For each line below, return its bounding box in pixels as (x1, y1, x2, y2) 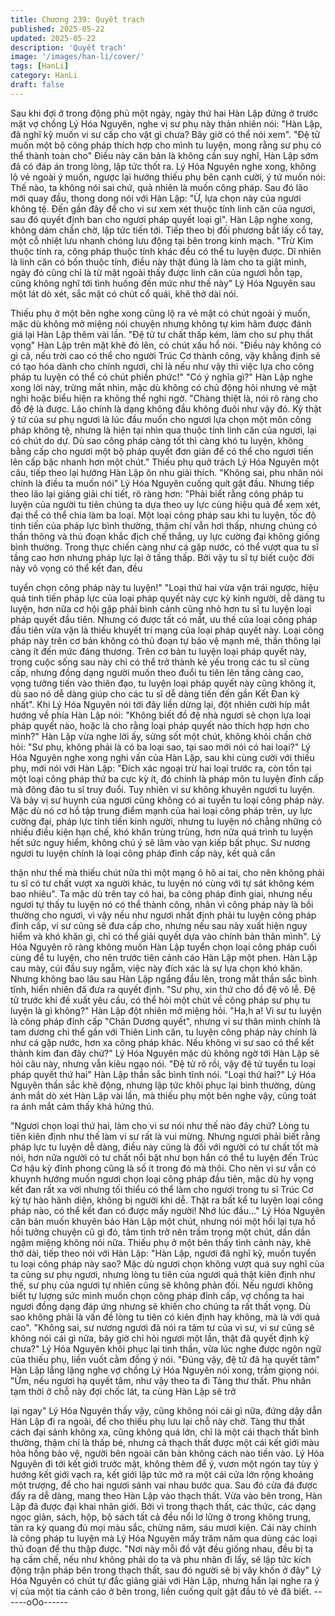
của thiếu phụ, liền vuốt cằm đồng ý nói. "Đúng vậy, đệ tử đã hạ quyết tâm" (10, 1353, 321, 1365)
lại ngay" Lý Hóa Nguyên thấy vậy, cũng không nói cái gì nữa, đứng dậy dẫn (10, 1404, 323, 1416)
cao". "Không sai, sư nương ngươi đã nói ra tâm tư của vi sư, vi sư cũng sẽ (10, 1321, 315, 1333)
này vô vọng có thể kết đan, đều (10, 562, 143, 574)
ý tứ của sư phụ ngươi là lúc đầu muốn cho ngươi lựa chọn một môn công (10, 413, 312, 425)
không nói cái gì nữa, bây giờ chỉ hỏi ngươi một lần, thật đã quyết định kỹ (10, 1332, 310, 1344)
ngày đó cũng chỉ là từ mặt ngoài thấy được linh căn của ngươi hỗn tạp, (10, 266, 303, 278)
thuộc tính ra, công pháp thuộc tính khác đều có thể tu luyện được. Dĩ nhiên (10, 245, 322, 257)
